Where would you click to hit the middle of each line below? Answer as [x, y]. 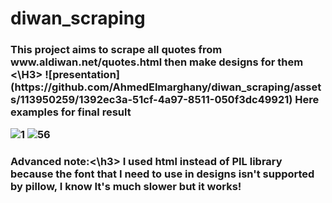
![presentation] [82, 75]
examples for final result [71, 112]
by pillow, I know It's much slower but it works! [126, 187]
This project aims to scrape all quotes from [116, 50]
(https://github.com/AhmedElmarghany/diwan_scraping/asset [166, 87]
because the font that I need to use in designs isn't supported [162, 174]
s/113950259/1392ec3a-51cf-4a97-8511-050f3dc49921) [151, 100]
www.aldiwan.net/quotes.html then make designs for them [157, 62]
